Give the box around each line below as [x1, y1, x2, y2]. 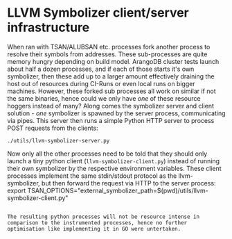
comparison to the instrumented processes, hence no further [7, 219, 188, 226]
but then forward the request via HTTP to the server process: [41, 179, 216, 187]
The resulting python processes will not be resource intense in [7, 213, 199, 220]
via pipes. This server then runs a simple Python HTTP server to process [7, 116, 215, 124]
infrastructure [7, 19, 90, 35]
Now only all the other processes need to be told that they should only [7, 149, 208, 158]
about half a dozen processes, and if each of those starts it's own [7, 65, 195, 73]
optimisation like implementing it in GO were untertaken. [7, 225, 181, 232]
